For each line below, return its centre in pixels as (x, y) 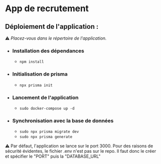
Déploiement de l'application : (52, 27)
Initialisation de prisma (40, 74)
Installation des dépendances (48, 51)
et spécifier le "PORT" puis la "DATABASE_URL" (53, 156)
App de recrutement (47, 9)
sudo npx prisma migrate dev (49, 132)
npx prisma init (36, 85)
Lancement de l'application (45, 97)
